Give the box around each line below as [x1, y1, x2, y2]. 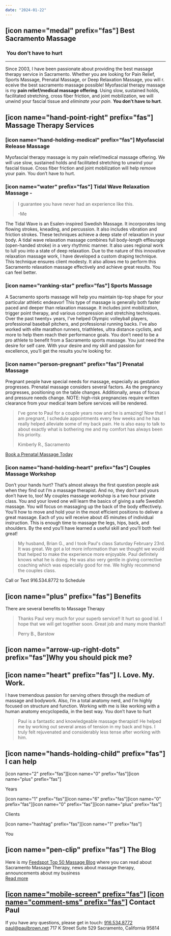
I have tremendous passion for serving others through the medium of [5, 692, 150, 698]
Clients [5, 811, 20, 817]
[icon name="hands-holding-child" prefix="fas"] [5, 749, 165, 758]
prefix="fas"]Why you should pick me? [5, 654, 132, 662]
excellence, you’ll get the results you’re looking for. [5, 348, 112, 354]
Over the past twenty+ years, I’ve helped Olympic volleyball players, [5, 315, 148, 321]
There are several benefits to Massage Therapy [5, 606, 105, 611]
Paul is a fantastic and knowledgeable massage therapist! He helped [17, 718, 161, 724]
